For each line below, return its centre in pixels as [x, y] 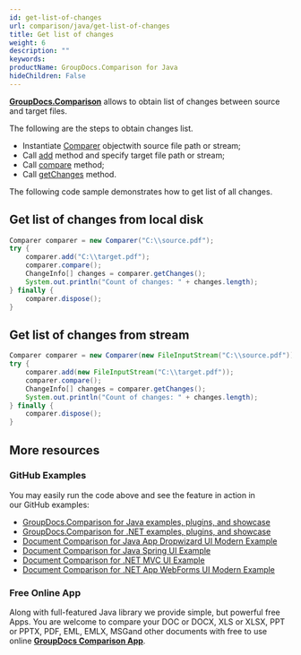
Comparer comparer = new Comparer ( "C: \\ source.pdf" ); [112, 240]
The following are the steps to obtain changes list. [102, 128]
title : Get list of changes [62, 34]
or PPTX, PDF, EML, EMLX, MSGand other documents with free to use [138, 632]
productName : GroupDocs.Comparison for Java [94, 68]
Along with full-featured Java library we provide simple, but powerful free [145, 612]
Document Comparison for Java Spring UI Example [116, 550]
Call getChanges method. [69, 174]
